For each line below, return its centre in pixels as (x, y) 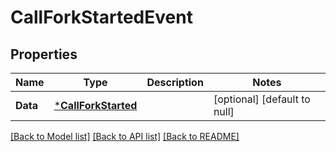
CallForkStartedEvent (101, 17)
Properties (44, 54)
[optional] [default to (262, 99)
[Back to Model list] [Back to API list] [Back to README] (125, 136)
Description (175, 82)
